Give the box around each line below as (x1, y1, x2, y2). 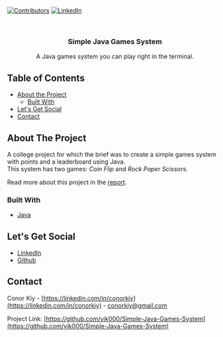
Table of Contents (7, 72, 86, 84)
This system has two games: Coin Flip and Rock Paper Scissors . (7, 164, 188, 173)
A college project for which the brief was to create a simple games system (7, 150, 217, 158)
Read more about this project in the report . (7, 178, 127, 186)
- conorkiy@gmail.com (103, 301, 168, 310)
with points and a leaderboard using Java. (7, 158, 125, 166)
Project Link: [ (7, 314, 47, 323)
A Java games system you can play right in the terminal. (36, 52, 194, 61)
